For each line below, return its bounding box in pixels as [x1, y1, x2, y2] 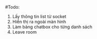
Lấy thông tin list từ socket [12, 14, 67, 19]
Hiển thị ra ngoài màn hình [12, 19, 66, 24]
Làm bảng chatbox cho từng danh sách [12, 24, 93, 30]
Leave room [12, 29, 37, 35]
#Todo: [5, 4, 20, 10]
